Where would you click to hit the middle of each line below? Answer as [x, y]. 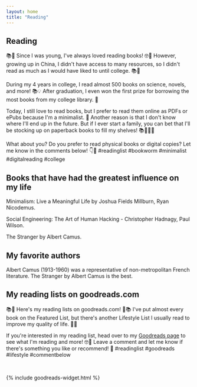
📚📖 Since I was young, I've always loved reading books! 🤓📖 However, [91, 56]
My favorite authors [43, 255]
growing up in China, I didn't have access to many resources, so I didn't [93, 64]
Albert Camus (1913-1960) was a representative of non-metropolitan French [98, 269]
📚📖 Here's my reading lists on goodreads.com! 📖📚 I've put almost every [95, 309]
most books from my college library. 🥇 [52, 100]
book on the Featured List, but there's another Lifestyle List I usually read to [98, 318]
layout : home [22, 12]
